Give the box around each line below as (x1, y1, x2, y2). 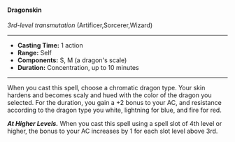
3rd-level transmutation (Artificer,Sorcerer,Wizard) (7, 21, 153, 29)
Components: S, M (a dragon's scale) (17, 56, 127, 64)
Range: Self (17, 49, 52, 57)
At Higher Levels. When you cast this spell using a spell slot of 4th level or (7, 120, 222, 128)
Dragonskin (7, 6, 42, 14)
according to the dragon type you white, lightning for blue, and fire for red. (7, 106, 222, 115)
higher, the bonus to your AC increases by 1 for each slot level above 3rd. (7, 127, 218, 136)
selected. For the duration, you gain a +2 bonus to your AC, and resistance (7, 99, 222, 107)
